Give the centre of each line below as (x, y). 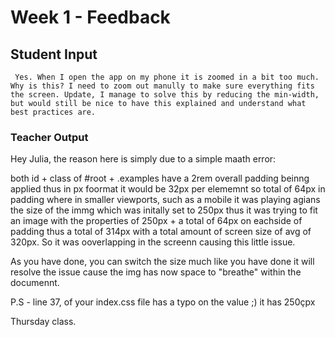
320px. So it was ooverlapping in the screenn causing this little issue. (153, 242)
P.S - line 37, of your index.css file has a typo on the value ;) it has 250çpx (163, 302)
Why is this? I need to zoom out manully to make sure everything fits (162, 86)
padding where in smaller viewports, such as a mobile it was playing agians (165, 200)
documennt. (35, 283)
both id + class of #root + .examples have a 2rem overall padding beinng (160, 178)
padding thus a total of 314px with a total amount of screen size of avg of (161, 232)
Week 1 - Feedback (90, 17)
